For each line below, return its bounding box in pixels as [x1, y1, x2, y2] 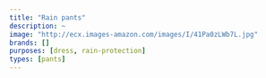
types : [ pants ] [9, 55, 66, 64]
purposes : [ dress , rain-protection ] [9, 47, 146, 56]
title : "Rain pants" [9, 13, 87, 22]
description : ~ [9, 22, 66, 30]
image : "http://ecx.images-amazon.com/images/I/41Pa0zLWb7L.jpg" [9, 30, 258, 39]
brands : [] [9, 38, 50, 48]
